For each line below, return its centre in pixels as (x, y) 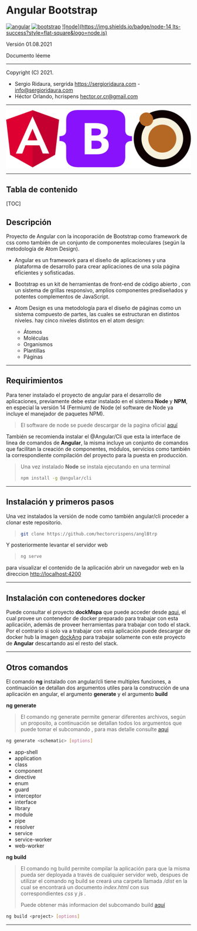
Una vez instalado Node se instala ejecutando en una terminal (95, 466)
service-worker (33, 839)
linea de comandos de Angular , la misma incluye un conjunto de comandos (97, 443)
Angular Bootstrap (52, 10)
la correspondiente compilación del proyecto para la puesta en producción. (97, 455)
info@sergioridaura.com (44, 90)
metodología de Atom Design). (43, 249)
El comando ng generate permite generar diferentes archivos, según (103, 716)
